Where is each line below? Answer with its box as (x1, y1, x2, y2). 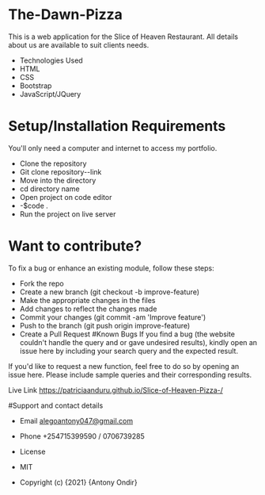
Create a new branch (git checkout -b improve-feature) (19, 287, 200, 297)
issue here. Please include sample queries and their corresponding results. (8, 370, 252, 379)
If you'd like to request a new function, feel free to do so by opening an (8, 361, 240, 370)
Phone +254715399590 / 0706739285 (19, 431, 145, 441)
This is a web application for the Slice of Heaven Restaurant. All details (8, 32, 239, 41)
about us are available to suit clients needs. (8, 40, 150, 49)
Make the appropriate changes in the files (19, 295, 156, 305)
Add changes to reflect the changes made (19, 304, 157, 313)
